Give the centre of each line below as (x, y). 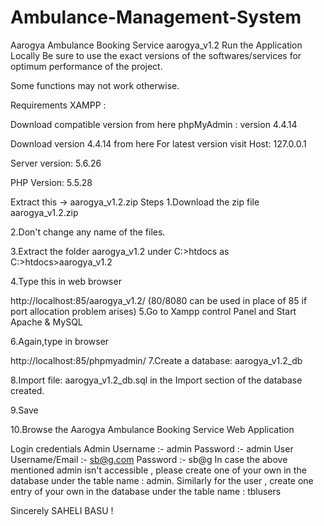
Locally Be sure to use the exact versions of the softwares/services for (156, 55)
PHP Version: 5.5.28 (51, 182)
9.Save (24, 410)
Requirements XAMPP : (58, 105)
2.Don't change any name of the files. (88, 232)
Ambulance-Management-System (156, 17)
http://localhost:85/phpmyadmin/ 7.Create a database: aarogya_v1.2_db (156, 360)
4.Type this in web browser (66, 281)
